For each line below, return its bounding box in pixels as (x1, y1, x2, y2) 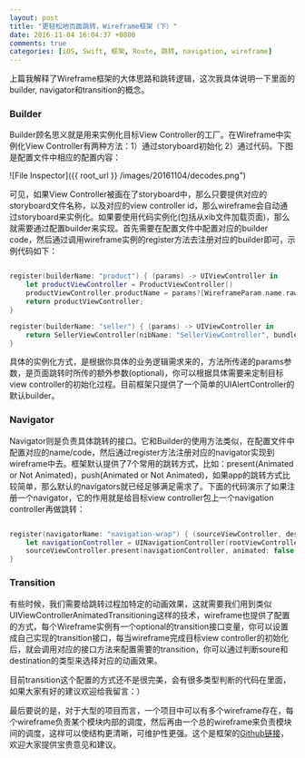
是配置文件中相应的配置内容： (9, 152, 121, 163)
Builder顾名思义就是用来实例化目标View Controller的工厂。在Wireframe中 (9, 129, 284, 141)
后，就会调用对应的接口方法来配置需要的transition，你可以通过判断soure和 (9, 644, 289, 655)
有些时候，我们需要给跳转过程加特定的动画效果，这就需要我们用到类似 (9, 598, 272, 609)
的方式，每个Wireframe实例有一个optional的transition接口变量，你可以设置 (9, 621, 289, 632)
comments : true (9, 38, 67, 48)
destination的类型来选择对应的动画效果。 (9, 655, 162, 665)
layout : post (9, 13, 59, 23)
